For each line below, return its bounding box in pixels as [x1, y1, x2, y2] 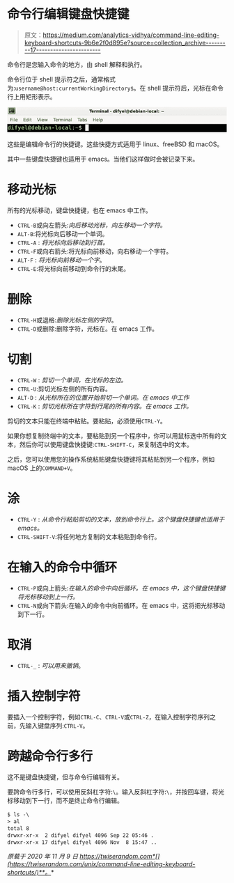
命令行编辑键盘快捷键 [7, 6, 130, 22]
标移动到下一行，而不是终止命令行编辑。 [7, 796, 123, 804]
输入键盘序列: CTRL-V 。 [25, 721, 89, 730]
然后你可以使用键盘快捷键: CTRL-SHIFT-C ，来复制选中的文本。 [19, 440, 193, 448]
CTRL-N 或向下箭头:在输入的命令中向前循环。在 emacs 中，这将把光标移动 [17, 601, 226, 609]
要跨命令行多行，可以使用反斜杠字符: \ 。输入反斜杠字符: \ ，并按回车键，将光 [7, 788, 225, 796]
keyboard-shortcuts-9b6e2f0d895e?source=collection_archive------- [24, 38, 226, 47]
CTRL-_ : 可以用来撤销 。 [17, 661, 85, 669]
